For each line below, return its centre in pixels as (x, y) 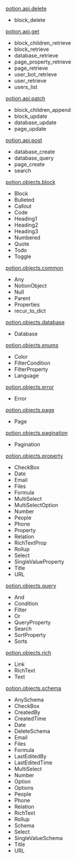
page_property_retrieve (43, 62)
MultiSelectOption (36, 505)
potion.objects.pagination (37, 433)
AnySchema (29, 700)
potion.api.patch (25, 98)
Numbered (27, 237)
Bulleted (24, 200)
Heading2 (26, 225)
